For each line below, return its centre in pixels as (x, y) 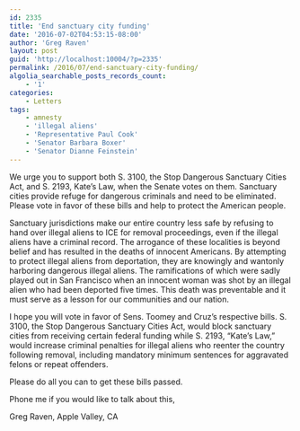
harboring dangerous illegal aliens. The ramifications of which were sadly (145, 270)
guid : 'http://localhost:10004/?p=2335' (86, 59)
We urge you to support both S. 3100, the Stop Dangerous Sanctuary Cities (148, 177)
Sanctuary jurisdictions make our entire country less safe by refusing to (141, 223)
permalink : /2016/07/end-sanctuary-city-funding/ (104, 68)
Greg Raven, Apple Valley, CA (64, 416)
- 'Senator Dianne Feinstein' (82, 151)
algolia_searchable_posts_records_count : (88, 76)
